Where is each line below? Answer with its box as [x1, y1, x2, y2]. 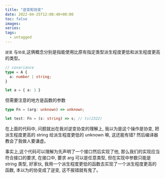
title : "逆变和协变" [5, 7, 43, 12]
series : [5, 26, 21, 31]
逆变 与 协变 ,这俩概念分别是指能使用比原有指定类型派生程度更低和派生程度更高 [5, 49, 161, 55]
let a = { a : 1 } [5, 88, 41, 93]
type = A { [5, 70, 28, 75]
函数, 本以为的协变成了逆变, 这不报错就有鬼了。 [5, 167, 101, 173]
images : [5, 21, 21, 26]
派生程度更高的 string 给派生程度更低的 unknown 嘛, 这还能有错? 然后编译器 [5, 132, 159, 137]
